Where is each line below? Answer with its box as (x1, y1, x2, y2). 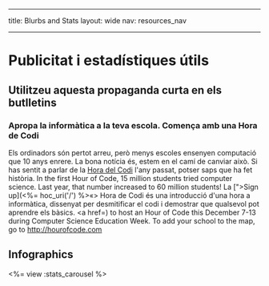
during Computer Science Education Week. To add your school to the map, (8, 216, 255, 225)
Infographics (8, 248, 74, 261)
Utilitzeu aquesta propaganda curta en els (8, 83, 223, 97)
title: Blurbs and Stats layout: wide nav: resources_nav (8, 16, 187, 25)
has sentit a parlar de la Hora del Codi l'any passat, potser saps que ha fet (8, 165, 253, 175)
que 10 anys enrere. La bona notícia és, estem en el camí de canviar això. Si (8, 156, 258, 166)
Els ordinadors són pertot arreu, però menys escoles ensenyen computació (8, 147, 257, 157)
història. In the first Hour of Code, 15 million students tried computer (8, 173, 233, 183)
